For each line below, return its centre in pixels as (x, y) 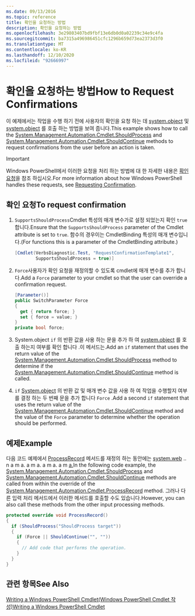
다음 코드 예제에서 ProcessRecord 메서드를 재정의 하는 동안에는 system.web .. (96, 458)
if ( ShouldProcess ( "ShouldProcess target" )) (66, 526)
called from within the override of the (51, 484)
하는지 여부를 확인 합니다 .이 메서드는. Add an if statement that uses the (105, 347)
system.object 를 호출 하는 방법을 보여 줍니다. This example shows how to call (97, 128)
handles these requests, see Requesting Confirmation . (72, 185)
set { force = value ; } (49, 317)
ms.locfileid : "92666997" (37, 60)
